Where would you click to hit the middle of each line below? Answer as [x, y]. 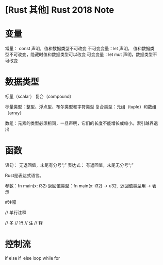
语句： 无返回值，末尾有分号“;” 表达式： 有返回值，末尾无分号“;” [69, 165]
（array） [15, 113]
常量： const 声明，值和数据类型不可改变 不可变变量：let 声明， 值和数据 [78, 49]
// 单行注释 [16, 212]
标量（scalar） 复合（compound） [40, 97]
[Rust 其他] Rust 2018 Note [60, 10]
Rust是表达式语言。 [24, 175]
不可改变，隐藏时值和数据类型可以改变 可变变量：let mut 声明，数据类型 [81, 54]
